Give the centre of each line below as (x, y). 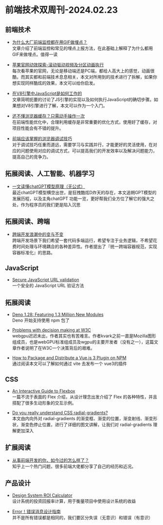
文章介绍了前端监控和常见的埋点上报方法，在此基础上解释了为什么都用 (82, 48)
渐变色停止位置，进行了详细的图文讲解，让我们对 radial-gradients (86, 424)
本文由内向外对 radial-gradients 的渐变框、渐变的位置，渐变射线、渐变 (82, 419)
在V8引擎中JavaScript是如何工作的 (47, 93)
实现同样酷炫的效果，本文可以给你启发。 (57, 83)
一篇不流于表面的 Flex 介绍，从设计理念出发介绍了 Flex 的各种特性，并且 (84, 397)
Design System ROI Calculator (42, 495)
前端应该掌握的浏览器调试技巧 (42, 139)
